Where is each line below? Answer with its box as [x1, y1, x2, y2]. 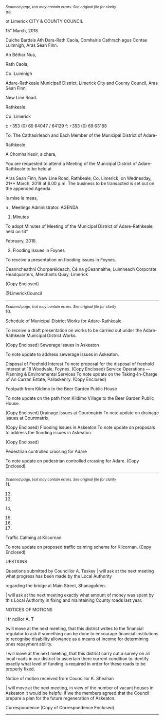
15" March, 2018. [5, 28, 39, 34]
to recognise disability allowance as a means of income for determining [5, 636, 149, 642]
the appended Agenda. [5, 185, 52, 191]
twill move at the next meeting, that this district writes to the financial [5, 626, 144, 631]
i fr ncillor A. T [5, 616, 34, 622]
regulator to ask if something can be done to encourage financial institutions [5, 631, 159, 636]
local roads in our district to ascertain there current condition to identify [5, 656, 149, 662]
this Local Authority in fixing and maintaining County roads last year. [5, 597, 143, 603]
